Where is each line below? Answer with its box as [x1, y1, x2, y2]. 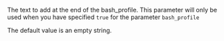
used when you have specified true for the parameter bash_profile [7, 13, 200, 21]
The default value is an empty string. [7, 27, 112, 34]
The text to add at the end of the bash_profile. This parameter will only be [7, 6, 218, 14]
